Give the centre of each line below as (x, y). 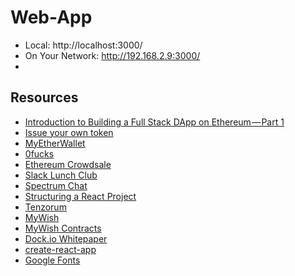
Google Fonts (52, 260)
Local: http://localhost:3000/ (83, 45)
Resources (44, 97)
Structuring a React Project (80, 196)
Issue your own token (69, 132)
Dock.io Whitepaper (66, 238)
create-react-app (60, 249)
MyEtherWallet (55, 143)
